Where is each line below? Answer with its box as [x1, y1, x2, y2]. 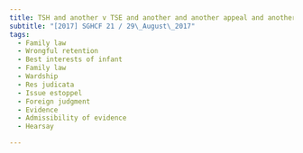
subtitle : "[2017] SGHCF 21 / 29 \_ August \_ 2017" [9, 22, 196, 31]
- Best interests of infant [17, 55, 124, 64]
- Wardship [17, 72, 59, 81]
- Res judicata [17, 80, 75, 89]
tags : [9, 30, 30, 39]
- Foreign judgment [17, 96, 91, 106]
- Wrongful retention [17, 47, 99, 56]
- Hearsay [17, 122, 54, 131]
